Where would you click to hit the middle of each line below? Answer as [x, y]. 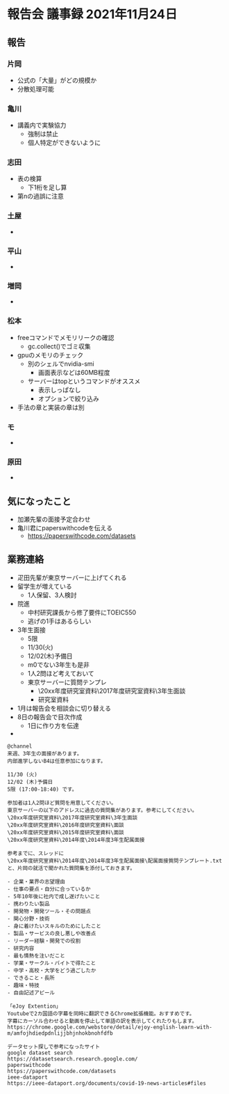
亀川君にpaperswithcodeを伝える [65, 528]
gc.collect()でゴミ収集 [59, 346]
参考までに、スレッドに [36, 853]
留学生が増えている [45, 586]
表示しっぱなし [59, 390]
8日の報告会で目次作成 [50, 717]
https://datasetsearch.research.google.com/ [73, 1059]
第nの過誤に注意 [41, 197]
